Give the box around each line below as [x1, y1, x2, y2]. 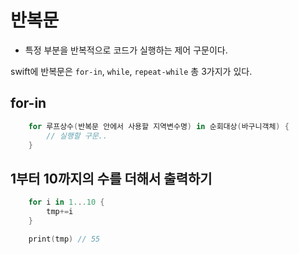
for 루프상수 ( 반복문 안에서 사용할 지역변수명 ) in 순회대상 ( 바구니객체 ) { [28, 121, 290, 131]
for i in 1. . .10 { [28, 197, 105, 208]
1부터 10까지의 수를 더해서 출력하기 [10, 170, 213, 187]
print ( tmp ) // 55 [28, 234, 101, 244]
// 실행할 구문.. [46, 131, 108, 141]
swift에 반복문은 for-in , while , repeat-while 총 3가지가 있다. [10, 65, 253, 77]
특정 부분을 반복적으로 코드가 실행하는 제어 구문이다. [24, 44, 228, 56]
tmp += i [46, 207, 74, 217]
